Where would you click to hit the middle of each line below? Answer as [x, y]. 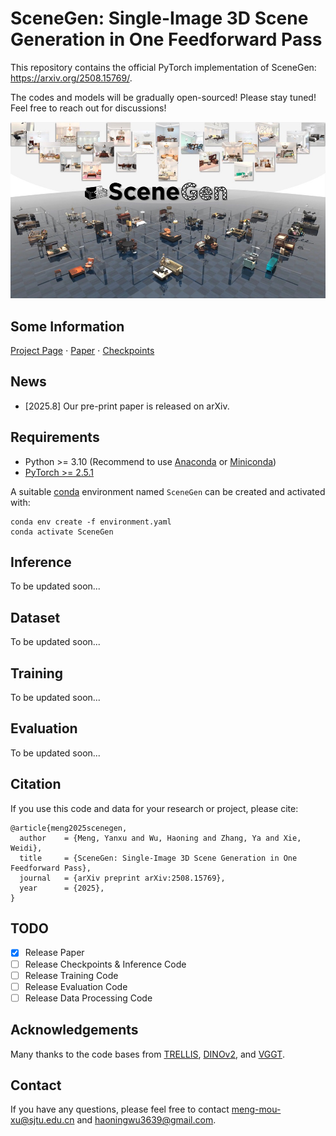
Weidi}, [26, 848]
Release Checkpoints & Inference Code [105, 964]
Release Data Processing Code [88, 998]
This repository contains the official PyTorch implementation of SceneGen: [163, 67]
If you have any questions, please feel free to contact [120, 1109]
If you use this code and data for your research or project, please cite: [154, 808]
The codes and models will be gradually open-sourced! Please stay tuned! [163, 97]
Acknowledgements [74, 1030]
